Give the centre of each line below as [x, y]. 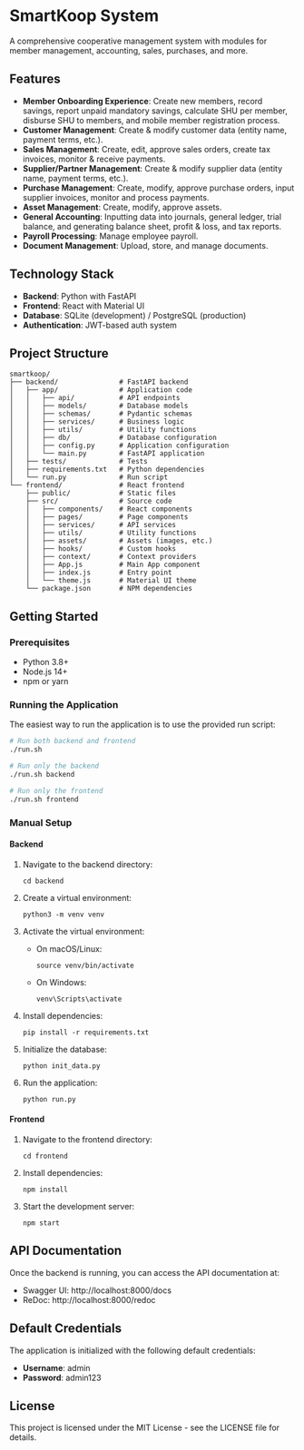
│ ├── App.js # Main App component [113, 565]
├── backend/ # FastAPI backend [99, 382]
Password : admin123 [62, 1377]
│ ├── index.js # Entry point [99, 573]
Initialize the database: [64, 1049]
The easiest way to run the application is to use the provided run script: [142, 725]
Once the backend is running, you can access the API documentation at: [144, 1272]
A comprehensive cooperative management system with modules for [138, 41]
